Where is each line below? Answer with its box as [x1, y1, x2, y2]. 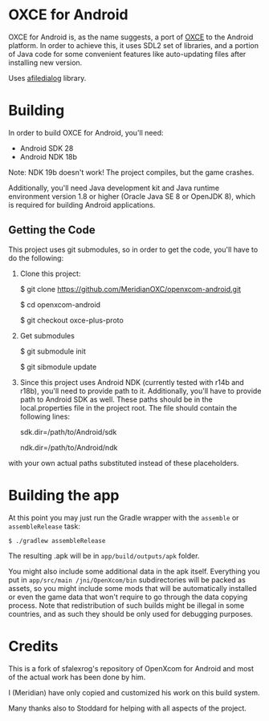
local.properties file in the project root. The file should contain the [19, 403, 238, 412]
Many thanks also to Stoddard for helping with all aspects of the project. [8, 703, 247, 713]
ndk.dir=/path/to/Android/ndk [19, 443, 118, 452]
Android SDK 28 [19, 143, 74, 153]
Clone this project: [19, 269, 81, 278]
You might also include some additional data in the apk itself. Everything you [8, 566, 261, 576]
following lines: [19, 411, 71, 421]
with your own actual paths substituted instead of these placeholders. [8, 458, 239, 468]
